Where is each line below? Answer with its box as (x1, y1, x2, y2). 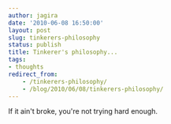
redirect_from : (8, 70, 58, 78)
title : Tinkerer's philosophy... (8, 48, 118, 56)
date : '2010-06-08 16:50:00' (8, 19, 104, 27)
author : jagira (8, 11, 58, 20)
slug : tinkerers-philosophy (8, 33, 101, 42)
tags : (8, 56, 26, 64)
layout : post (8, 26, 51, 34)
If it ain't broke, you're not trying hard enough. (8, 107, 158, 116)
